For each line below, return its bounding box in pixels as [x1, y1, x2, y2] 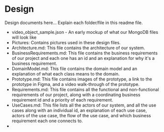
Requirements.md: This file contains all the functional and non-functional [11, 86, 159, 92]
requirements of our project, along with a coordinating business [11, 92, 140, 98]
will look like [11, 34, 37, 40]
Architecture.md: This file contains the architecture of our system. [11, 45, 145, 51]
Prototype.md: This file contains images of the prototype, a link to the [11, 76, 153, 82]
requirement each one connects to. [11, 118, 83, 124]
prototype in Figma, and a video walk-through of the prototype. [11, 81, 140, 87]
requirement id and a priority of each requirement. [11, 97, 113, 103]
